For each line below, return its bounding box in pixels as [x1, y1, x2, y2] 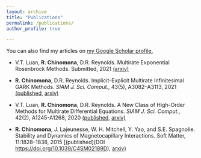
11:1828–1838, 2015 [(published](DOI [14, 139, 105, 146]
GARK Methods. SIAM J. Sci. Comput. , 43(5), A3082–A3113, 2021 [14, 84, 177, 91]
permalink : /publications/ [6, 20, 74, 26]
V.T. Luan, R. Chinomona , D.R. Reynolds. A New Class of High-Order [14, 102, 185, 109]
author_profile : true [6, 25, 61, 32]
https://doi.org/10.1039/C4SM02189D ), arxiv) [14, 145, 126, 152]
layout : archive [6, 8, 47, 15]
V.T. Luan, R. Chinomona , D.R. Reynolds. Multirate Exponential [14, 59, 170, 66]
